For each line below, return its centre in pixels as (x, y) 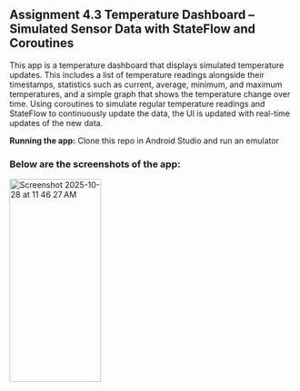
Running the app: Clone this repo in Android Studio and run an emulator (145, 141)
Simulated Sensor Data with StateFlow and (133, 29)
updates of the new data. (56, 122)
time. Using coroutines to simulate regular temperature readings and (137, 103)
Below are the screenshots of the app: (95, 164)
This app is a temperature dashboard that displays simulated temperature (147, 65)
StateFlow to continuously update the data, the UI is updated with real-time (150, 113)
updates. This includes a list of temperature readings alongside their (137, 74)
